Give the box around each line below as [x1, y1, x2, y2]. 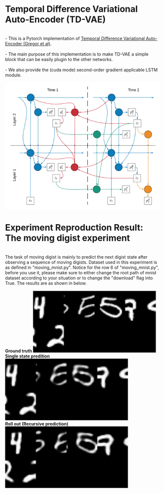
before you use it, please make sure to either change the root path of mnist [5, 269, 157, 275]
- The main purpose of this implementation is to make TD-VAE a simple [5, 51, 149, 57]
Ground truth [5, 348, 32, 354]
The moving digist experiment [5, 232, 130, 243]
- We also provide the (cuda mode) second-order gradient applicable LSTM [5, 66, 158, 72]
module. [5, 72, 22, 78]
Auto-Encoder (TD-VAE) [5, 14, 106, 25]
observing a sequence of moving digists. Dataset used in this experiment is [5, 259, 157, 265]
